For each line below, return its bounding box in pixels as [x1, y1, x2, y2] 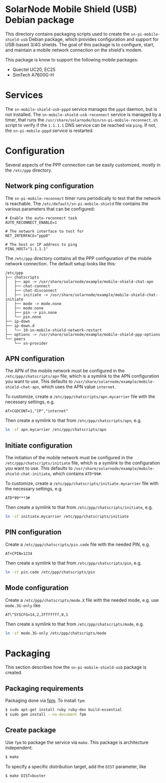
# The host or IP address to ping [5, 242, 78, 247]
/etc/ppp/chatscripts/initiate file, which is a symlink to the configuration [5, 460, 160, 466]
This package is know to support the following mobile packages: [5, 56, 139, 62]
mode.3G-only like [5, 602, 41, 608]
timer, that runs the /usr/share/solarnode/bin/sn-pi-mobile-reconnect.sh [5, 117, 158, 123]
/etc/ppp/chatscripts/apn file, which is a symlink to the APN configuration [5, 373, 159, 379]
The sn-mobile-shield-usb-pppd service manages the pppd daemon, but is [5, 106, 157, 112]
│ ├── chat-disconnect [5, 288, 57, 293]
